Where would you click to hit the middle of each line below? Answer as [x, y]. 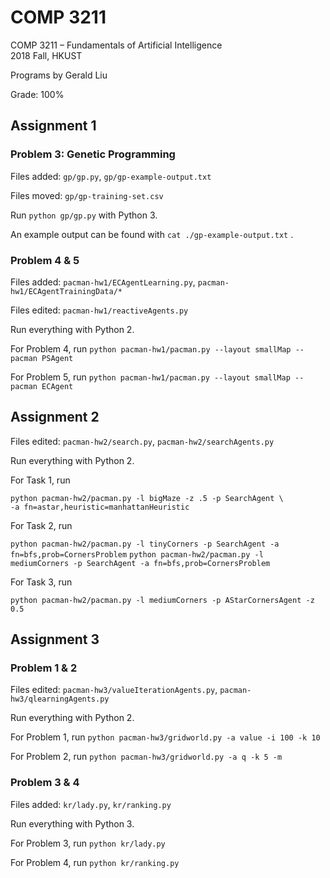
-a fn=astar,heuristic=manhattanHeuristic [100, 507]
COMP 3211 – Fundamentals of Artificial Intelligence [116, 45]
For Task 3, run [41, 582]
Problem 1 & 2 [44, 668]
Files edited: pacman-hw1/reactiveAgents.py [99, 310]
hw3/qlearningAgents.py [60, 699]
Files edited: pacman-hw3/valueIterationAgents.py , [114, 690]
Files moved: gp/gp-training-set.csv [87, 195]
